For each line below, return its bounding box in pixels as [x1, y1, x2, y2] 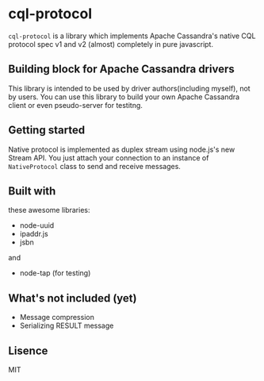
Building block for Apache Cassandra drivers [8, 63, 235, 76]
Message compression [19, 313, 95, 322]
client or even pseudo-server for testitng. [8, 100, 143, 110]
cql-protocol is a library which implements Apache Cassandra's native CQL [8, 31, 256, 40]
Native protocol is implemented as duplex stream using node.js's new [8, 144, 235, 154]
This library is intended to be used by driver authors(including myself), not [8, 83, 251, 93]
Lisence [8, 344, 48, 357]
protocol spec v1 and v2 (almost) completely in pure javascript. [8, 39, 214, 48]
